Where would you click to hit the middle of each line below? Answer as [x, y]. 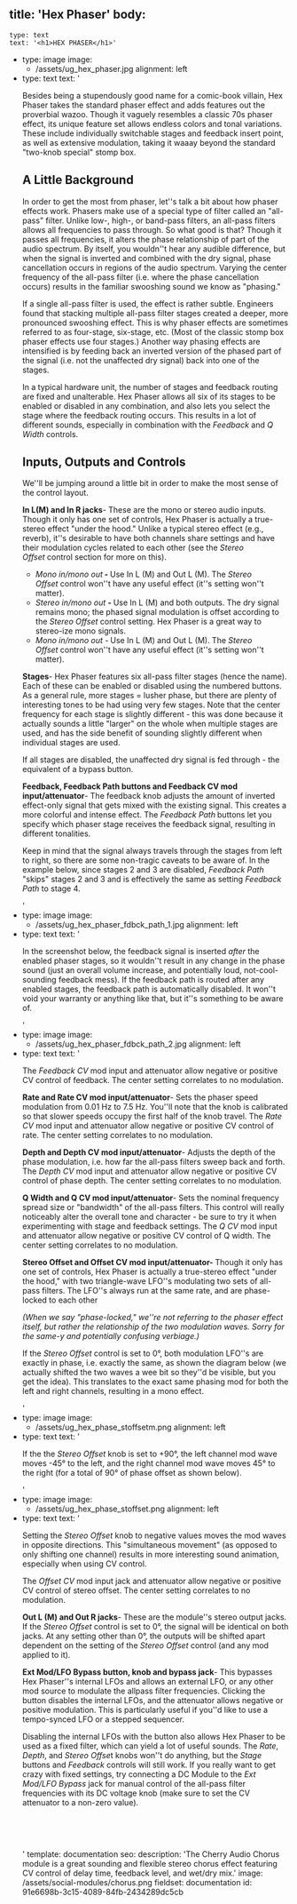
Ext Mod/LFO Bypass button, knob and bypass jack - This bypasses [147, 1672]
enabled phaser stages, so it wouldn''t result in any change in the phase [153, 961]
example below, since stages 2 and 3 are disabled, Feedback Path [143, 870]
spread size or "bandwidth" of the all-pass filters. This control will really [153, 1207]
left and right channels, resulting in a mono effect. [113, 1391]
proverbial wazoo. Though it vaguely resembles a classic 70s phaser [147, 114]
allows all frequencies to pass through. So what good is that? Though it [152, 229]
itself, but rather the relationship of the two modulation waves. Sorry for [153, 1326]
